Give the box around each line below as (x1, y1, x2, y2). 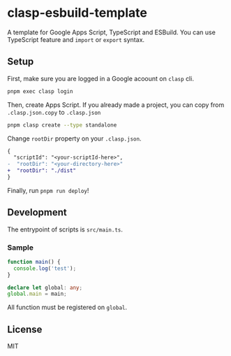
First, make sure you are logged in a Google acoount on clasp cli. (7, 74, 194, 83)
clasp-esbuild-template (7, 5, 148, 21)
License (7, 323, 43, 335)
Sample (7, 243, 33, 252)
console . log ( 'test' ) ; (13, 264, 77, 272)
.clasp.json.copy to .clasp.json (7, 108, 101, 116)
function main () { (7, 258, 61, 265)
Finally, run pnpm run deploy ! (7, 186, 89, 194)
